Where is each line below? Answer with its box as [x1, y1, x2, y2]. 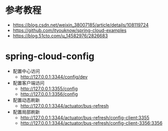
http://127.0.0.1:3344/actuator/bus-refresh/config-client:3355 [20, 114, 150, 120]
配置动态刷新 [12, 97, 40, 103]
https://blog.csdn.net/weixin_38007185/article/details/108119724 [12, 21, 149, 28]
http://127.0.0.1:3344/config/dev [20, 73, 88, 80]
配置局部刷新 [12, 109, 40, 115]
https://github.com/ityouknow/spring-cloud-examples [12, 27, 127, 33]
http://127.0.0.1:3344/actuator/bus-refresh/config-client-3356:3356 [20, 120, 163, 126]
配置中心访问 [12, 68, 40, 74]
